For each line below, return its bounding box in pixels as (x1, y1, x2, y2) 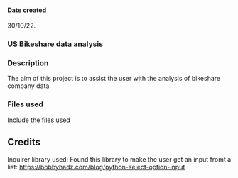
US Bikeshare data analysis (7, 39, 104, 49)
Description (7, 58, 49, 68)
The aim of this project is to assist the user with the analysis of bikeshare (7, 74, 221, 83)
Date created (7, 6, 47, 14)
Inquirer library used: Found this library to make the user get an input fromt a (7, 155, 232, 163)
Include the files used (7, 116, 71, 124)
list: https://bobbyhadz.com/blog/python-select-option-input (7, 162, 185, 171)
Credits (7, 136, 41, 148)
